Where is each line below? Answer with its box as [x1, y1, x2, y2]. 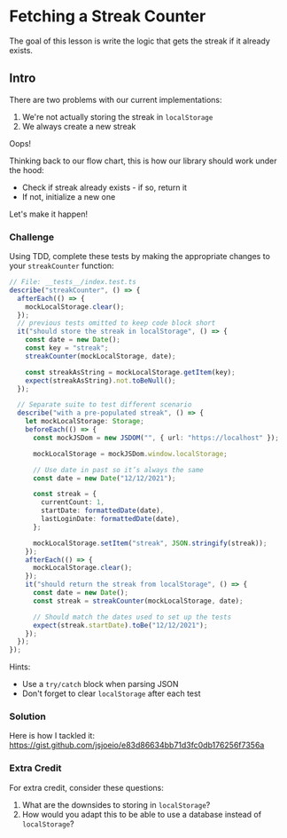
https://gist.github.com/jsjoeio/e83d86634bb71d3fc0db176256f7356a [9, 739, 265, 751]
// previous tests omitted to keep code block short [17, 319, 216, 328]
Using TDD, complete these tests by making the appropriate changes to [9, 251, 270, 262]
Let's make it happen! [9, 209, 89, 219]
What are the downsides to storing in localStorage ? [21, 799, 211, 810]
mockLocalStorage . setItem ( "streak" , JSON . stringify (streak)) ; [32, 539, 268, 548]
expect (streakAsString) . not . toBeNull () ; [25, 376, 176, 385]
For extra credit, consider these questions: [9, 782, 164, 793]
